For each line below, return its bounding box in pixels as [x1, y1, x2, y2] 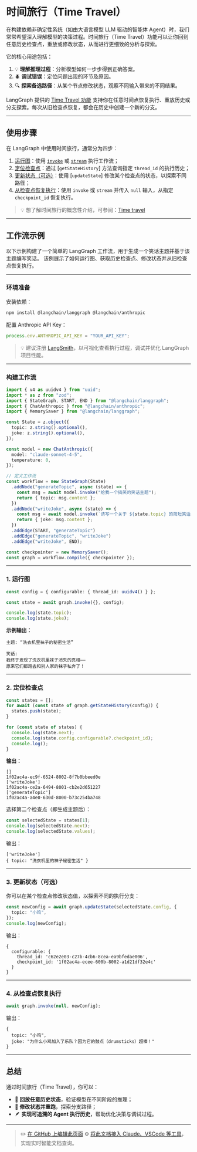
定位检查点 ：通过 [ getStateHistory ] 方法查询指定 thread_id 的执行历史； [14, 164, 191, 171]
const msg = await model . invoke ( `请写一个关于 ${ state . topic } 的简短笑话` [16, 511, 193, 517]
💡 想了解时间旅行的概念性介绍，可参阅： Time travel [20, 206, 145, 213]
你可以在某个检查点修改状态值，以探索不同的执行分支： [6, 893, 140, 900]
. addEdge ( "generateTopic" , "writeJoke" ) [11, 533, 111, 539]
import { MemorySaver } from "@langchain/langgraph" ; [6, 408, 141, 414]
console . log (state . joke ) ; [6, 616, 69, 621]
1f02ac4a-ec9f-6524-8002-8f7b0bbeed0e [6, 774, 101, 781]
